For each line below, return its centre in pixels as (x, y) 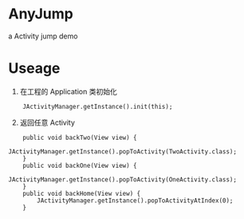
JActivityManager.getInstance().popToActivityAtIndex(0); (135, 201)
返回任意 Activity (47, 122)
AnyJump (41, 14)
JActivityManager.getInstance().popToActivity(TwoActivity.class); (123, 151)
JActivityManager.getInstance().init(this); (98, 106)
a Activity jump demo (43, 36)
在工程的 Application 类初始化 (68, 91)
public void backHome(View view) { (82, 193)
